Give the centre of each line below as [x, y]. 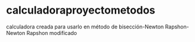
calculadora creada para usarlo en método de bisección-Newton [85, 27]
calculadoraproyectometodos [81, 10]
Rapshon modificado [52, 33]
